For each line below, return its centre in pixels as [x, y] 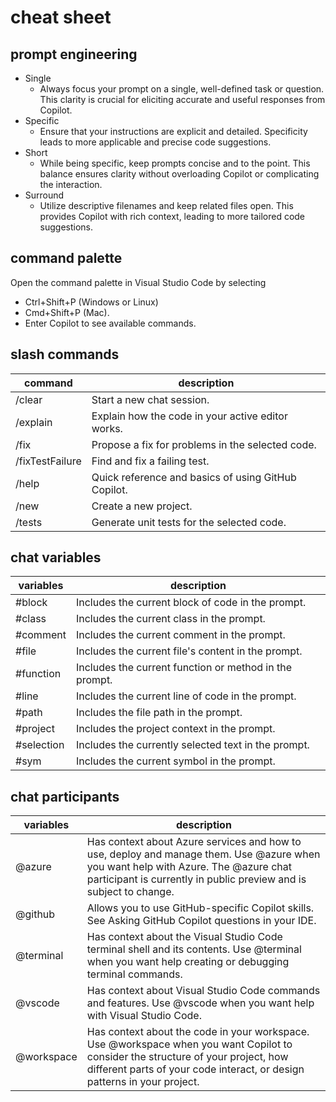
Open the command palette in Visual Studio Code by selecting [138, 282]
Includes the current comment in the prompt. [180, 635]
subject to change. [130, 892]
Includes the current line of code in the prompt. [186, 696]
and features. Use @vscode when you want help [200, 1003]
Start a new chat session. [150, 399]
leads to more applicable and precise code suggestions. [155, 142]
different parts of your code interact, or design [195, 1069]
